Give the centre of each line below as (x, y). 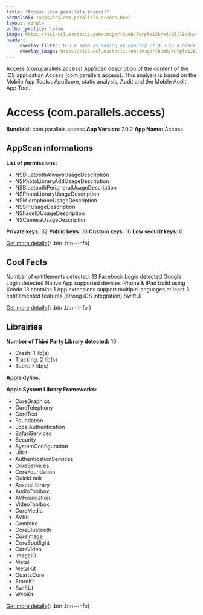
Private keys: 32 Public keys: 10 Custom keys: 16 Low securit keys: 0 (95, 231)
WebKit (24, 594)
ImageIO (25, 556)
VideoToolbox (32, 504)
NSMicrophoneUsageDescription (56, 200)
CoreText (26, 414)
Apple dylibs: (23, 378)
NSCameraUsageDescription (51, 219)
